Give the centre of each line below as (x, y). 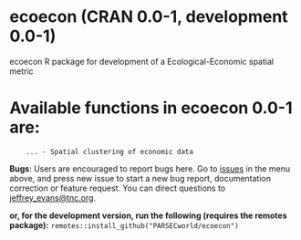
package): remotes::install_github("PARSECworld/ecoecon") (124, 224)
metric (21, 71)
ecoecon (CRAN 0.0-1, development (149, 17)
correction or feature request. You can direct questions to (118, 188)
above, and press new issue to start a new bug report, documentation (140, 178)
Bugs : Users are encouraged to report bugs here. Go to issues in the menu (150, 168)
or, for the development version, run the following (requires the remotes (148, 215)
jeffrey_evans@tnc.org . (53, 197)
